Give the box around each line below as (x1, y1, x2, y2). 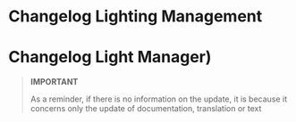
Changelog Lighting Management (8, 6, 263, 27)
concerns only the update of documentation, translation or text (30, 103, 262, 114)
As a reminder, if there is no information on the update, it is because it (30, 94, 288, 104)
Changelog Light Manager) (8, 47, 212, 68)
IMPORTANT (30, 77, 79, 87)
